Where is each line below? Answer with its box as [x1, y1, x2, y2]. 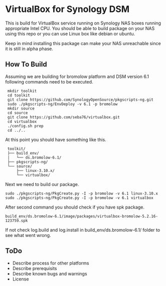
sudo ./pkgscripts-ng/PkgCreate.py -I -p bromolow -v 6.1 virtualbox [5, 195, 154, 200]
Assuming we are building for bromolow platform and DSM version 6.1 [5, 73, 149, 79]
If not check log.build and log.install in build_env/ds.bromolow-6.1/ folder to [5, 226, 160, 233]
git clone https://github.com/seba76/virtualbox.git [7, 114, 120, 119]
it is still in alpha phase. [5, 45, 54, 51]
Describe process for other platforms [12, 260, 89, 266]
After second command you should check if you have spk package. [5, 204, 144, 210]
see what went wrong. [5, 232, 51, 238]
